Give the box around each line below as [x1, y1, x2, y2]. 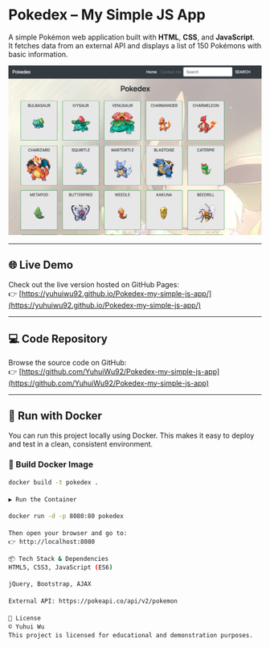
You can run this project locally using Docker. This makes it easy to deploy [8, 431, 255, 440]
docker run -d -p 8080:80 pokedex [8, 513, 125, 521]
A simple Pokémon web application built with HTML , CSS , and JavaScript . [8, 32, 256, 42]
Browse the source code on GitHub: [8, 357, 127, 367]
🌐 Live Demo [8, 258, 74, 272]
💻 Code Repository [8, 332, 108, 346]
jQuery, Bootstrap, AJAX [8, 580, 92, 588]
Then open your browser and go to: [8, 530, 128, 538]
